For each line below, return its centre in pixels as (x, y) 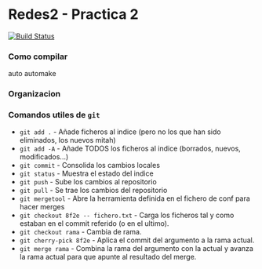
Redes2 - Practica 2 (73, 15)
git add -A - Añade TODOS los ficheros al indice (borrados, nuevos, (130, 149)
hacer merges (42, 207)
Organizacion (35, 94)
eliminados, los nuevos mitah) (67, 140)
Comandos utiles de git (54, 115)
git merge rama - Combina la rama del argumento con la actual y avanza (136, 249)
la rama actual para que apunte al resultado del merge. (108, 257)
